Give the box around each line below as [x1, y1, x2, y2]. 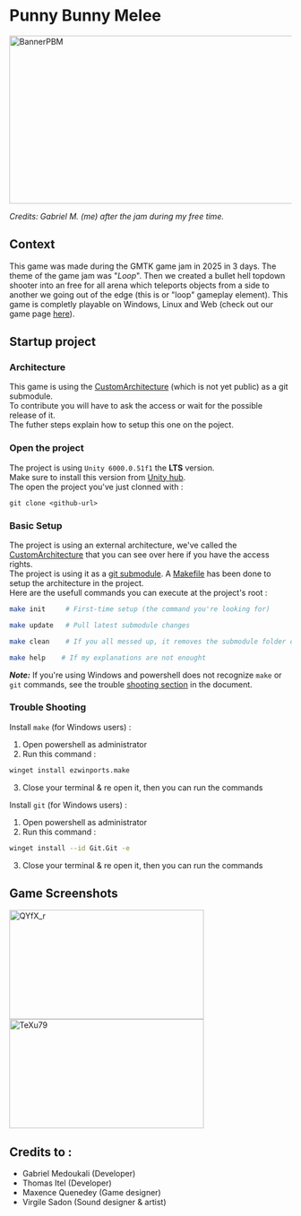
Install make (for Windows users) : [9, 721, 132, 732]
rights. [9, 559, 33, 570]
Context [9, 237, 56, 252]
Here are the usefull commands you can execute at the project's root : [9, 588, 268, 599]
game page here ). [9, 308, 75, 319]
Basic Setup [9, 519, 63, 531]
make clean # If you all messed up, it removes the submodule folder [9, 637, 287, 646]
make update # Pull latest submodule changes [9, 620, 191, 630]
